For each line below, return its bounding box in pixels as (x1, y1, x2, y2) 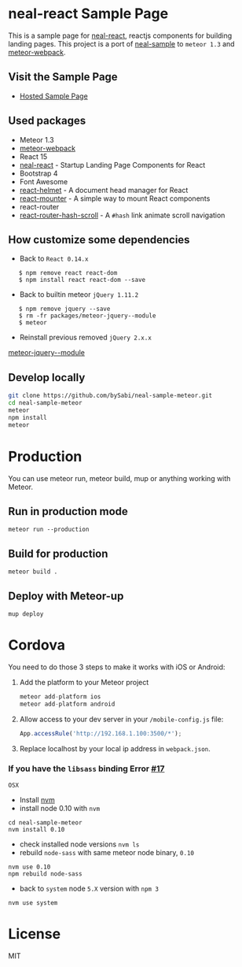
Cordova (8, 636, 65, 654)
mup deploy (8, 609, 44, 618)
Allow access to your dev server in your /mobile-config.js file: (19, 714, 224, 724)
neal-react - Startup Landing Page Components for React (19, 160, 206, 169)
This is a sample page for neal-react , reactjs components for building (8, 31, 233, 40)
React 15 (19, 151, 48, 161)
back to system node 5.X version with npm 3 (19, 884, 159, 893)
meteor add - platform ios (19, 692, 101, 701)
